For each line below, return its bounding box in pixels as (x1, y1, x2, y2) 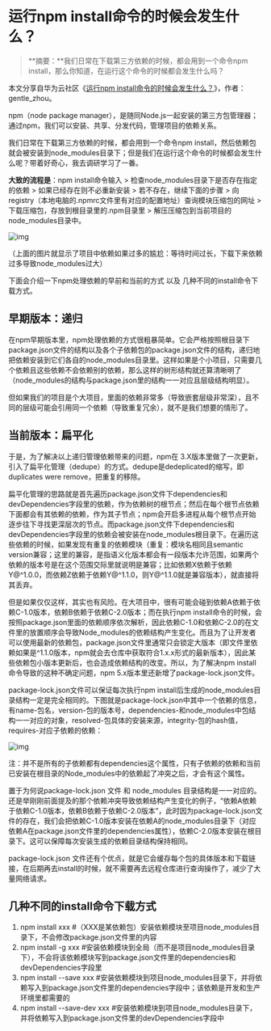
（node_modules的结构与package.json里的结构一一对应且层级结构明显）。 (8, 375, 254, 385)
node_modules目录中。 (8, 215, 86, 225)
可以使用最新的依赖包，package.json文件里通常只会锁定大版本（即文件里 (8, 637, 252, 647)
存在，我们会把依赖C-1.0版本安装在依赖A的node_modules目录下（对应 (22, 816, 256, 826)
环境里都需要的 (19, 993, 70, 1003)
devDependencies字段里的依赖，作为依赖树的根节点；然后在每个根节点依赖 (8, 499, 260, 509)
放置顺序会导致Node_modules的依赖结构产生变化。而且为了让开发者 (29, 627, 256, 637)
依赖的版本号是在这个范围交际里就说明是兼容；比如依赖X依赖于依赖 (8, 560, 232, 569)
